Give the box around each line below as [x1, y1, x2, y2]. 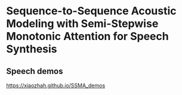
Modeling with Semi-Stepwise [6, 17, 159, 30]
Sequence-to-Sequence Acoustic [6, 4, 177, 18]
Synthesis [6, 42, 58, 56]
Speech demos [6, 66, 63, 76]
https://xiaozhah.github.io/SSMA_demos [6, 82, 106, 89]
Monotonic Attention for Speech [6, 30, 169, 43]
